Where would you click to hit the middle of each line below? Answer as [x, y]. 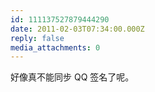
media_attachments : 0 [55, 47]
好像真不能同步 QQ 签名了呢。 [72, 77]
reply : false [37, 38]
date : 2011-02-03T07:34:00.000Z [77, 29]
